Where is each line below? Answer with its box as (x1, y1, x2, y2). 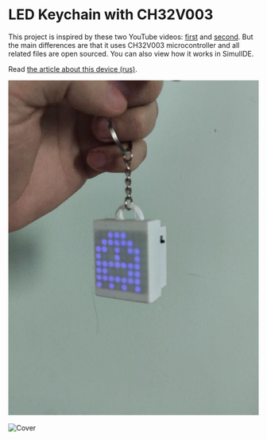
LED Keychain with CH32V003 (8, 6, 214, 24)
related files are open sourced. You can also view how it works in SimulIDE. (8, 49, 254, 58)
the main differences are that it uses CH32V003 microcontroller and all (8, 40, 240, 49)
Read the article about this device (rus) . (8, 64, 137, 73)
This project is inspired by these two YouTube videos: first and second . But (8, 32, 253, 41)
